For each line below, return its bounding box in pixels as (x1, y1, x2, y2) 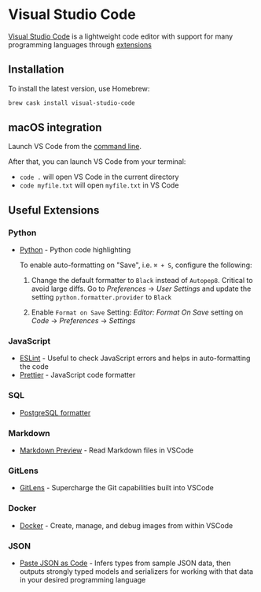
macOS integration (8, 121, 102, 135)
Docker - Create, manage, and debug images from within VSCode (19, 520, 233, 530)
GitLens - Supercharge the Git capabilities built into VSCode (19, 483, 215, 493)
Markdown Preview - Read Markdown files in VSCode (19, 445, 194, 455)
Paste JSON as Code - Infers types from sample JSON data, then (19, 558, 231, 568)
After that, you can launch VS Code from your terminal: (8, 157, 186, 166)
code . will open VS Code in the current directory (19, 172, 179, 182)
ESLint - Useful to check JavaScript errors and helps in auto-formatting (19, 353, 251, 363)
